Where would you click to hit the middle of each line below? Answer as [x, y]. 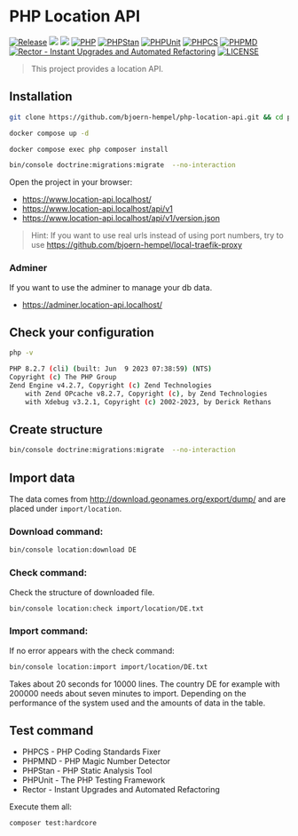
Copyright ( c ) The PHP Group [63, 378]
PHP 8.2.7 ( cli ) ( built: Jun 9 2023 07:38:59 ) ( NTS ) [111, 369]
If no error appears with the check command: [92, 650]
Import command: [49, 631]
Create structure [56, 430]
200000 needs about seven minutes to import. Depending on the [128, 693]
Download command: [56, 532]
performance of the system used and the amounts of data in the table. [137, 703]
